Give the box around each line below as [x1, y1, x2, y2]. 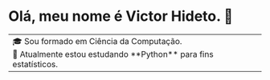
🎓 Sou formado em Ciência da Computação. [12, 35, 182, 46]
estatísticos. [12, 58, 59, 70]
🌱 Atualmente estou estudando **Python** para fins [12, 48, 215, 59]
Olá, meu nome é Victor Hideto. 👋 [8, 7, 234, 26]
